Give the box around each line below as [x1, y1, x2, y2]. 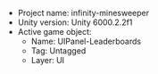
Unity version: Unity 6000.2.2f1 [17, 17, 133, 28]
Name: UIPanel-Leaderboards [30, 36, 141, 46]
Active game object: [17, 27, 92, 37]
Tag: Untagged [30, 45, 87, 56]
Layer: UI [30, 55, 65, 65]
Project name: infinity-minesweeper [17, 8, 150, 18]
